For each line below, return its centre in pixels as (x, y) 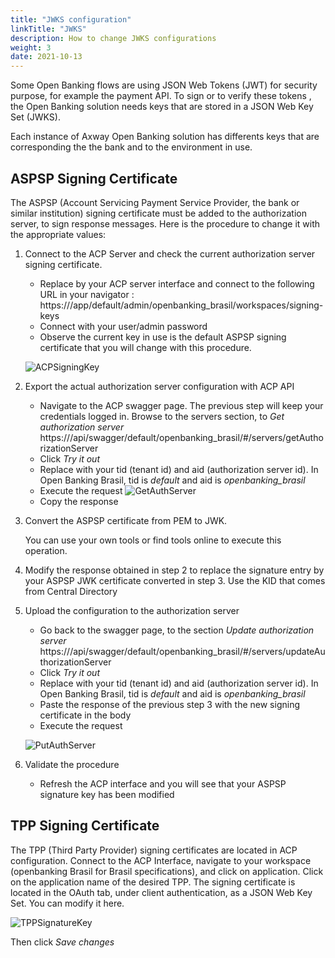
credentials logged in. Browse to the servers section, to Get (162, 416)
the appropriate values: (58, 234)
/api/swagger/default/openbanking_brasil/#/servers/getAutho (196, 437)
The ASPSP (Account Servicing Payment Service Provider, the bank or (155, 202)
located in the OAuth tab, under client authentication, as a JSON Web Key (161, 892)
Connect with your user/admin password (123, 326)
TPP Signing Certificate (85, 826)
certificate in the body (85, 715)
